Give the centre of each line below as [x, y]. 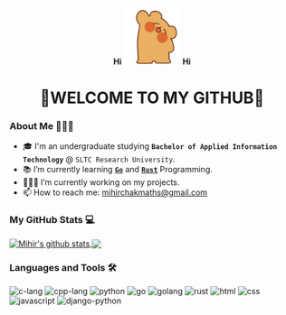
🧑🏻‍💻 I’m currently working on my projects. [101, 182]
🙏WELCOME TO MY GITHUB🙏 [152, 98]
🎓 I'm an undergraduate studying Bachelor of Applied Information [150, 146]
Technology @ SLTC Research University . [99, 159]
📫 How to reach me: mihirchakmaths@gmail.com [115, 192]
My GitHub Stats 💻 [52, 220]
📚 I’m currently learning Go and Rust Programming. [117, 170]
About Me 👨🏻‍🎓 [42, 126]
